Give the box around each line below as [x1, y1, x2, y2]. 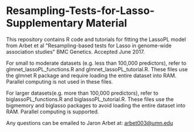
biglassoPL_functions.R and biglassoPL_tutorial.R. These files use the [6, 95, 174, 103]
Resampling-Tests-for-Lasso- [6, 4, 155, 18]
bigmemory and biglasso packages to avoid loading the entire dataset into [6, 102, 186, 109]
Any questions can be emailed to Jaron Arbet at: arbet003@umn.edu [6, 119, 173, 126]
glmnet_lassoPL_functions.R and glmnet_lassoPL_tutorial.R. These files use [6, 65, 188, 72]
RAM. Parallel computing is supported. [6, 108, 99, 115]
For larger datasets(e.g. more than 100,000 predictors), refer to [6, 89, 159, 96]
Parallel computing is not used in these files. [6, 78, 113, 85]
